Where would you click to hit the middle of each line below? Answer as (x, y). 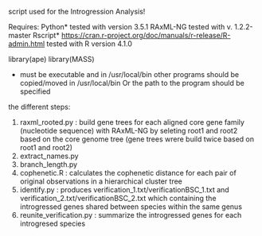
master (20, 35)
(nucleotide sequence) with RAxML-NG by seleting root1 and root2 (129, 131)
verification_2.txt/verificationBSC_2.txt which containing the (118, 198)
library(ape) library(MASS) (51, 59)
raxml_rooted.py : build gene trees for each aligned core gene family (132, 122)
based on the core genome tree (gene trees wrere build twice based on (137, 139)
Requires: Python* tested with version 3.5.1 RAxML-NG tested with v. (121, 27)
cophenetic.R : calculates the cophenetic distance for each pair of (128, 173)
